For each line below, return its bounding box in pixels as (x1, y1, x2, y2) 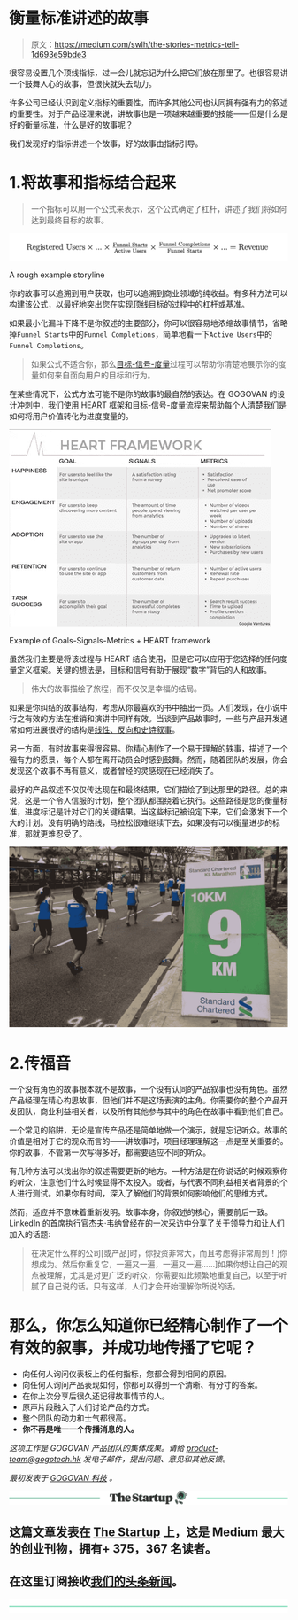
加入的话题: (9, 1229, 51, 1240)
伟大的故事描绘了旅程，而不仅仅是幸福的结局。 (30, 683, 202, 694)
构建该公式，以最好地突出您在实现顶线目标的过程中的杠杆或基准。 (9, 299, 249, 309)
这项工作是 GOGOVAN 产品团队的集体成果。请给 (9, 1443, 185, 1453)
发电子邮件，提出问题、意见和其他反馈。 (82, 1454, 231, 1465)
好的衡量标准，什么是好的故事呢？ (9, 119, 134, 129)
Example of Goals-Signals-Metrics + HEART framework (9, 635, 211, 645)
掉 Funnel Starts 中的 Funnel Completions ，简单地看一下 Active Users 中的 (9, 329, 272, 339)
